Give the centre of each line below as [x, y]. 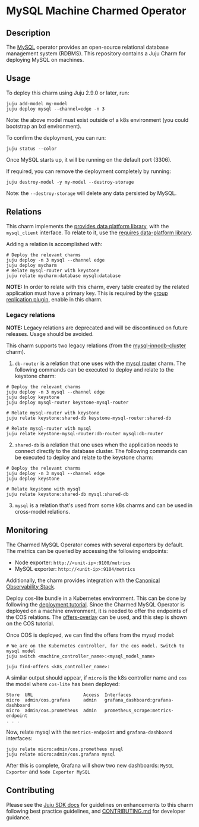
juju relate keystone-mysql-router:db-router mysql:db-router [85, 433]
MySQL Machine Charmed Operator [96, 11]
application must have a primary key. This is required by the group [87, 293]
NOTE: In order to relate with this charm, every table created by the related [98, 287]
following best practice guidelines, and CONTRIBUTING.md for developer [96, 811]
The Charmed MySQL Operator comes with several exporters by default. [95, 545]
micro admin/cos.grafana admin [51, 700]
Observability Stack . [31, 586]
